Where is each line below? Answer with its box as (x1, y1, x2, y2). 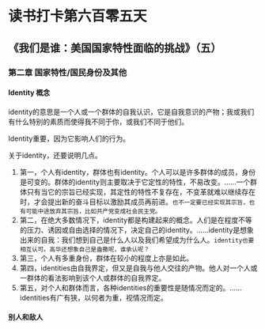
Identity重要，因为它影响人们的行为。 (8, 134, 131, 143)
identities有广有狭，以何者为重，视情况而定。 (19, 293, 168, 302)
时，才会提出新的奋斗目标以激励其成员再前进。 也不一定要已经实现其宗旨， (19, 197, 249, 206)
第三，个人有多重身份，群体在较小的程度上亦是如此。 (19, 253, 194, 263)
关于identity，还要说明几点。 (8, 150, 103, 160)
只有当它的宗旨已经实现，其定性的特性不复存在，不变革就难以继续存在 (26, 187, 256, 196)
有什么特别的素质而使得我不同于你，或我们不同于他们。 (8, 116, 188, 127)
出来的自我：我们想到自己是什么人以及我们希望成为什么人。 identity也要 (19, 235, 255, 244)
